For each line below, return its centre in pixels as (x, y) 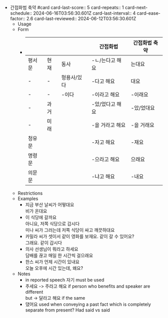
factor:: (18, 19)
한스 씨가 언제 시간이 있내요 (52, 262)
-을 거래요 (143, 125)
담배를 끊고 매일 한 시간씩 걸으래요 (59, 255)
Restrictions (30, 193)
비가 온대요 (36, 211)
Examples (28, 199)
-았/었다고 (103, 104)
